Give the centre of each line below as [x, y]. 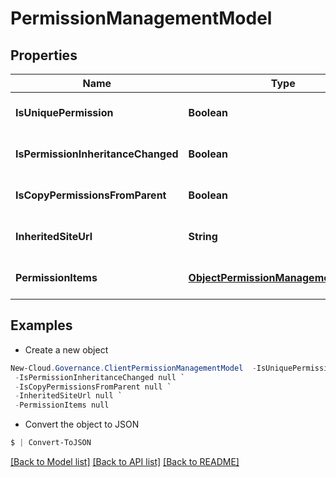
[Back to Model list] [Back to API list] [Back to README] [125, 462]
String [203, 236]
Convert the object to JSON [82, 424]
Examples [41, 325]
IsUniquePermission [64, 112]
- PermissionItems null [62, 405]
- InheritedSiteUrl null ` [68, 396]
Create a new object [66, 349]
